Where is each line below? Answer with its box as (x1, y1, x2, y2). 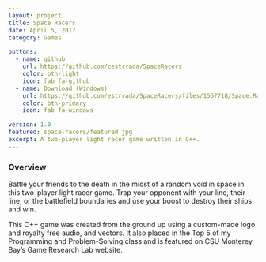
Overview (8, 161, 47, 172)
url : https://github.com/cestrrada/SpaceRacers (22, 62, 182, 71)
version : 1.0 (8, 121, 51, 129)
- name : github (15, 55, 66, 63)
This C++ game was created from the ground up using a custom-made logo (8, 220, 256, 230)
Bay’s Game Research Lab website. (8, 245, 123, 255)
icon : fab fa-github (22, 77, 90, 85)
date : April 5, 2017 (8, 26, 77, 34)
